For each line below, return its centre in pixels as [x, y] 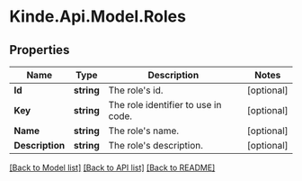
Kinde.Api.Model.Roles [98, 17]
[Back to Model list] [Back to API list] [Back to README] [112, 167]
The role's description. [156, 145]
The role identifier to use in [165, 105]
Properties [40, 50]
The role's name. [144, 131]
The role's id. [136, 90]
